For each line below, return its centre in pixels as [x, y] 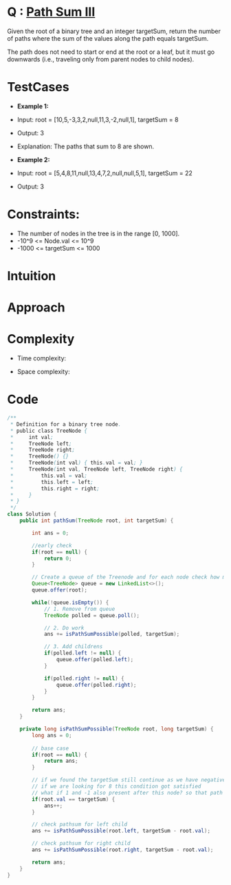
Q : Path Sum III [51, 12]
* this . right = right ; [55, 488]
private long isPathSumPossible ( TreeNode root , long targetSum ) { [117, 729]
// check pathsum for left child [80, 825]
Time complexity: [42, 358]
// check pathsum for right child [81, 844]
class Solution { [32, 514]
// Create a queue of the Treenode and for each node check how [126, 577]
